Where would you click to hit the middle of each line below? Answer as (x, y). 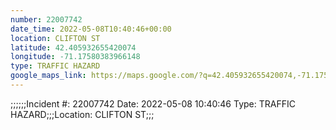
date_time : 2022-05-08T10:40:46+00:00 (91, 29)
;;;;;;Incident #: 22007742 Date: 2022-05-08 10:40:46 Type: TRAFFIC (153, 103)
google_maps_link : (48, 76)
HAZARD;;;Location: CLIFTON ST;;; (82, 114)
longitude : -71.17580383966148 (75, 57)
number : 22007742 (46, 19)
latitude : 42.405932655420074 (73, 47)
